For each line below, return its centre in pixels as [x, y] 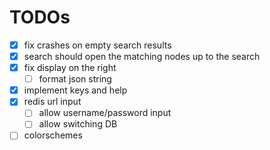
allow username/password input [105, 113]
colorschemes [53, 135]
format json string [75, 79]
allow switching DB [78, 124]
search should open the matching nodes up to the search [142, 56]
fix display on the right [70, 68]
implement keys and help [75, 90]
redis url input [52, 102]
